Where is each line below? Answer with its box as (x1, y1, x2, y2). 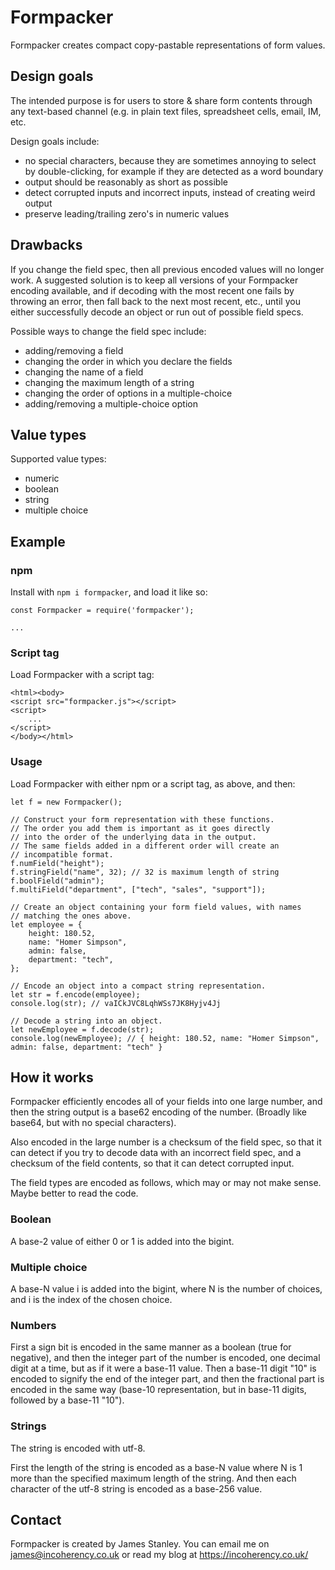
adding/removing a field (24, 344, 124, 356)
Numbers (10, 1318, 57, 1332)
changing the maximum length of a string (24, 376, 195, 388)
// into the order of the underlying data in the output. (10, 832, 257, 842)
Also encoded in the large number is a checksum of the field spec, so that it (10, 1136, 322, 1148)
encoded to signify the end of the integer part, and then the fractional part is (10, 1373, 325, 1385)
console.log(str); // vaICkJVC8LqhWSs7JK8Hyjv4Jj (10, 998, 222, 1008)
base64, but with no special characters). (10, 1117, 177, 1129)
